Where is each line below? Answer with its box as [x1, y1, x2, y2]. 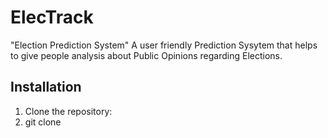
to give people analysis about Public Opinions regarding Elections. [10, 49, 283, 61]
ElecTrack [10, 6, 94, 29]
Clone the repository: [24, 105, 113, 117]
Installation [10, 79, 82, 96]
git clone [24, 116, 62, 128]
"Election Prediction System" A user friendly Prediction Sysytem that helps [10, 39, 318, 51]
